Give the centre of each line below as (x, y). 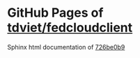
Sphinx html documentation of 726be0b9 (66, 47)
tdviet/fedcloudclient (70, 28)
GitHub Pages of (55, 13)
